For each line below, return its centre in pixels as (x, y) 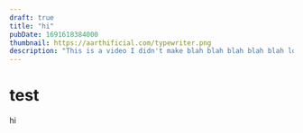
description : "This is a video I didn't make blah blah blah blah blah (147, 51)
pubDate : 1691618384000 (54, 34)
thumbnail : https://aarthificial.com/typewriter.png (110, 43)
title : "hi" (32, 26)
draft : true (32, 18)
